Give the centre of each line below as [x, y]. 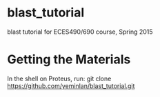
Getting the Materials [69, 60]
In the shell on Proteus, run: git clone [59, 78]
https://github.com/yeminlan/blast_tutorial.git [71, 86]
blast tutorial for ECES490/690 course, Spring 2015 [80, 32]
